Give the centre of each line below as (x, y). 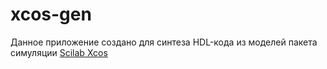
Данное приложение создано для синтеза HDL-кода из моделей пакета (164, 42)
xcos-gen (51, 14)
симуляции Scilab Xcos (59, 52)
